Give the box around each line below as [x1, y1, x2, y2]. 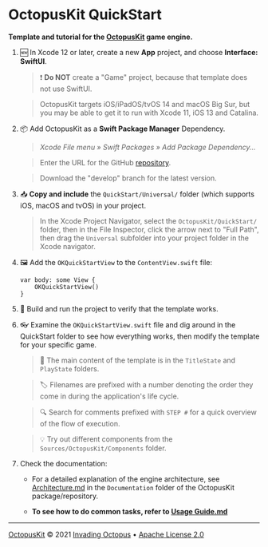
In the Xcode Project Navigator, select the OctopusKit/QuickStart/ [39, 216, 258, 225]
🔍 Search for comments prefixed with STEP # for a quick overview [39, 407, 257, 417]
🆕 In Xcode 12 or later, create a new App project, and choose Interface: [19, 47, 258, 57]
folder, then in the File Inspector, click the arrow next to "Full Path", [39, 224, 259, 234]
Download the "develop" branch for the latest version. [39, 173, 217, 183]
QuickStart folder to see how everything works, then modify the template [19, 331, 260, 341]
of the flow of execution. [39, 418, 120, 428]
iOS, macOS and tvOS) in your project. [19, 200, 146, 210]
